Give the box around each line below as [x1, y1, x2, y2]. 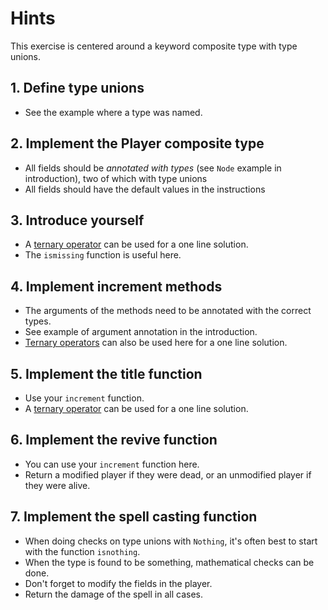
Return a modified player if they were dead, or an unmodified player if [24, 468, 312, 481]
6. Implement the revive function [10, 432, 218, 449]
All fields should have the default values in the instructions [24, 183, 266, 195]
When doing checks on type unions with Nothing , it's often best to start [24, 535, 318, 547]
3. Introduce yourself [10, 212, 145, 229]
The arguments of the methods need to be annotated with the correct [24, 305, 312, 317]
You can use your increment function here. [24, 458, 200, 470]
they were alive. [24, 479, 91, 491]
